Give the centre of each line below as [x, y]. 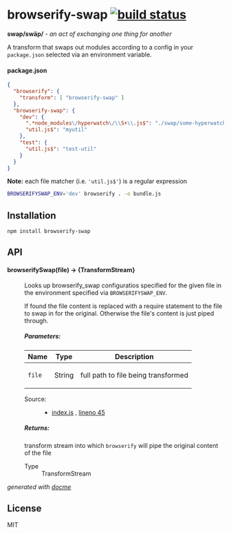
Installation [32, 215]
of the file [38, 453]
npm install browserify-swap [49, 232]
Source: [35, 399]
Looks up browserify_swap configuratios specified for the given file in [123, 285]
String [64, 375]
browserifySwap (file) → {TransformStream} [71, 270]
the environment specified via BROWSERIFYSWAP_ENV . [96, 292]
